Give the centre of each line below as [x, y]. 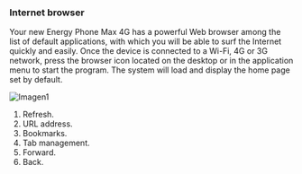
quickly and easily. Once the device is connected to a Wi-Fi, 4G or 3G [139, 51]
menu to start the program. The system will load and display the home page [150, 70]
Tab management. [56, 143]
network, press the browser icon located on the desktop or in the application [151, 61]
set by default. [36, 80]
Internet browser [47, 13]
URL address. [48, 124]
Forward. [39, 152]
